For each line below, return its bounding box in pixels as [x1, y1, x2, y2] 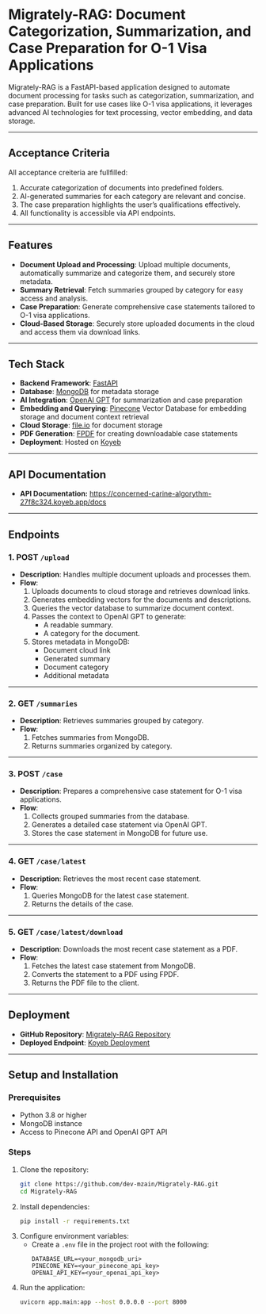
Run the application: [19, 1283, 85, 1293]
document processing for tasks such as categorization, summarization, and [8, 90, 255, 100]
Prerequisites [8, 1092, 61, 1103]
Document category [43, 662, 109, 672]
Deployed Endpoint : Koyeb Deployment [19, 1037, 150, 1048]
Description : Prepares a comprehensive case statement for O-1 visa [19, 787, 243, 796]
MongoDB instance [19, 1118, 83, 1128]
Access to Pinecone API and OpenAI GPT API [19, 1127, 168, 1136]
